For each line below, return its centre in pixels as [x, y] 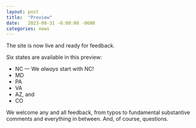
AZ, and [25, 94]
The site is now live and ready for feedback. [61, 46]
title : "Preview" [29, 17]
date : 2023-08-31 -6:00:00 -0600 [51, 23]
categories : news [28, 29]
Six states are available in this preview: [54, 57]
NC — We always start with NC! [54, 69]
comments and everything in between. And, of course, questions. [87, 119]
